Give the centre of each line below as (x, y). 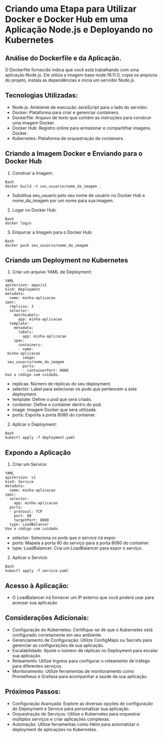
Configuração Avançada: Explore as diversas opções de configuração (82, 703)
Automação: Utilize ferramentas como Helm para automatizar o (75, 724)
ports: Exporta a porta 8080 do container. (54, 415)
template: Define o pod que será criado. (52, 399)
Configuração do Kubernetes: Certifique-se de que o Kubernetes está (82, 630)
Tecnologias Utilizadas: (41, 95)
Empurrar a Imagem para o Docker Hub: (52, 232)
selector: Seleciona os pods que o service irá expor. (64, 538)
